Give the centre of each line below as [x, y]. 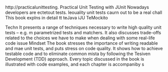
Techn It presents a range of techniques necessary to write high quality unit [83, 27]
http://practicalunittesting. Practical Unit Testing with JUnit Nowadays [77, 7]
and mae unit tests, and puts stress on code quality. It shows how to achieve [84, 48]
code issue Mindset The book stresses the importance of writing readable [81, 43]
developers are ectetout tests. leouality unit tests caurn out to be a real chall [84, 12]
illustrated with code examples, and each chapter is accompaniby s [75, 64]
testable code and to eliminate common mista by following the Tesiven [78, 54]
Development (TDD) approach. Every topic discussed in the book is [75, 59]
